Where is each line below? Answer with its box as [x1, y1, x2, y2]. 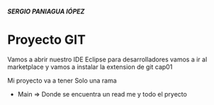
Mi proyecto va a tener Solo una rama [7, 76, 117, 85]
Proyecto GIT [7, 32, 86, 47]
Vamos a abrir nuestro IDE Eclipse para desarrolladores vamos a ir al [7, 55, 208, 63]
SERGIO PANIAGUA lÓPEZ [7, 7, 85, 16]
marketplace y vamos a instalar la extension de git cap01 [7, 62, 173, 71]
